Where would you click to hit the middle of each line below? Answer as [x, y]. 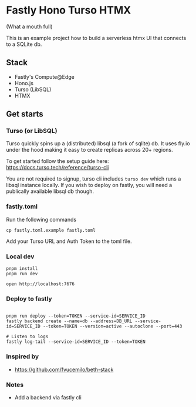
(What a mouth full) [29, 26]
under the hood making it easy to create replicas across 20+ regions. [89, 150]
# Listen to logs [27, 337]
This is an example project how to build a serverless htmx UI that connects [96, 38]
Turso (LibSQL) [33, 89]
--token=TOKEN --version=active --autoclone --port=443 [113, 326]
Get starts [25, 114]
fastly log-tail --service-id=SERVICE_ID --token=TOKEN [76, 342]
